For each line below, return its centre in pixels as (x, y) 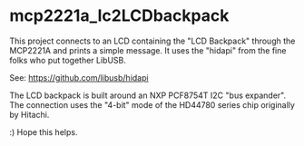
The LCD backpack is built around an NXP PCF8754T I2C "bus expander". (148, 95)
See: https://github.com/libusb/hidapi (79, 77)
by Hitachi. (29, 114)
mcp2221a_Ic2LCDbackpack (119, 16)
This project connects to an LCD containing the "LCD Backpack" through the (152, 41)
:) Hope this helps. (44, 131)
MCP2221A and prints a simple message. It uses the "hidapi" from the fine (148, 50)
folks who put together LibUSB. (68, 60)
